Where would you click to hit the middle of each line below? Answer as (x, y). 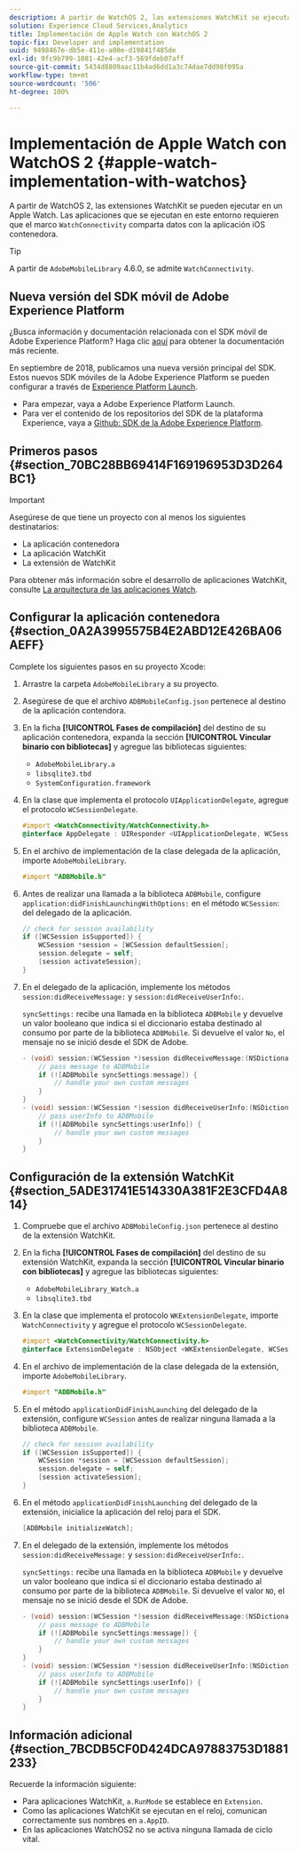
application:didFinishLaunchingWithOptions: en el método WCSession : (150, 903)
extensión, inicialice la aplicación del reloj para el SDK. (122, 1512)
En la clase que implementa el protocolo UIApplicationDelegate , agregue (155, 800)
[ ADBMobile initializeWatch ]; (78, 1528)
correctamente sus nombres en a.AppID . (96, 1820)
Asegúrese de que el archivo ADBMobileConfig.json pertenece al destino (154, 701)
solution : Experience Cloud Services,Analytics (99, 26)
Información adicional (71, 1735)
